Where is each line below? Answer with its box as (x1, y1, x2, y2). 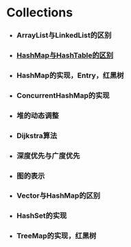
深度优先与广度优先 (16, 151, 80, 160)
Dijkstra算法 (16, 131, 58, 140)
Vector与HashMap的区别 (16, 191, 101, 200)
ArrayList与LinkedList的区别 (16, 31, 112, 40)
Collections (6, 5, 73, 21)
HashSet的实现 (16, 211, 67, 220)
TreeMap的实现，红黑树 (16, 231, 97, 241)
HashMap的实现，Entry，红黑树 (16, 70, 124, 80)
